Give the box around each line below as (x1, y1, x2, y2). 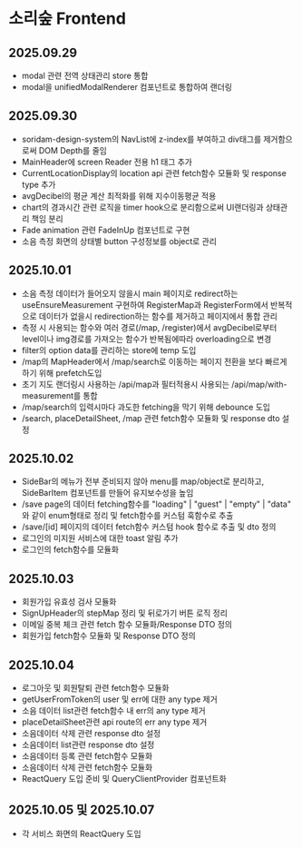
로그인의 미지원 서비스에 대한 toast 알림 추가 (21, 533, 179, 544)
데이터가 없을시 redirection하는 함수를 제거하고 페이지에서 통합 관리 (38, 311, 278, 321)
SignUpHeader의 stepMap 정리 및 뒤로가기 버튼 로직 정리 (21, 607, 229, 618)
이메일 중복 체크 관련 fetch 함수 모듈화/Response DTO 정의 (21, 619, 233, 630)
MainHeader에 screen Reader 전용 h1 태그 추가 (21, 156, 192, 167)
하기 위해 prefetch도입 (21, 367, 102, 378)
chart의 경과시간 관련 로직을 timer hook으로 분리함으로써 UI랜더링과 (21, 202, 264, 212)
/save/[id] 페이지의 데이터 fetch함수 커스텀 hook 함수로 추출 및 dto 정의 (21, 521, 277, 532)
